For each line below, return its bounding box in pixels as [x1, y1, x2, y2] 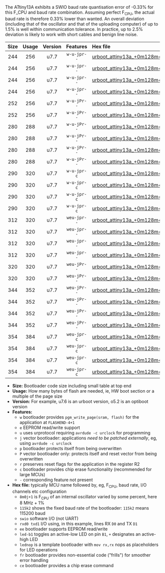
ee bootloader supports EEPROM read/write [19, 526, 108, 532]
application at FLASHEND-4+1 [19, 419, 75, 425]
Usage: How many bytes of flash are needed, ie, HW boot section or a [12, 388, 155, 394]
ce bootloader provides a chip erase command [19, 563, 114, 569]
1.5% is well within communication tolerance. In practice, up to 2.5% [5, 26, 143, 32]
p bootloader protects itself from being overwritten [19, 445, 122, 451]
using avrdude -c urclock [19, 440, 72, 446]
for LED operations [19, 547, 58, 553]
